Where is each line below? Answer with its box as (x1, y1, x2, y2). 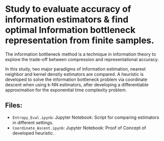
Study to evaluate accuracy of (5, 3, 131, 15)
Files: (5, 101, 22, 109)
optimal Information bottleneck (5, 25, 136, 35)
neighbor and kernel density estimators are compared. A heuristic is (5, 71, 144, 77)
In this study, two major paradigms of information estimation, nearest (5, 66, 146, 72)
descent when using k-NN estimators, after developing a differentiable (5, 81, 149, 87)
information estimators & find (5, 14, 129, 25)
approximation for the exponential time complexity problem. (5, 87, 127, 93)
